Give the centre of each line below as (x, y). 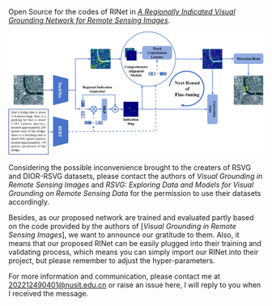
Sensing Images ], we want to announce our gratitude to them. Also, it (124, 235)
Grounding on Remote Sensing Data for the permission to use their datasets (135, 193)
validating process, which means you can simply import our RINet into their (134, 252)
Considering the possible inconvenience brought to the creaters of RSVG (130, 167)
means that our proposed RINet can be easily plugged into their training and (135, 243)
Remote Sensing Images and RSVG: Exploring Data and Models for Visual (131, 185)
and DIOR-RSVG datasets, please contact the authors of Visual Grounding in (136, 176)
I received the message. (49, 293)
